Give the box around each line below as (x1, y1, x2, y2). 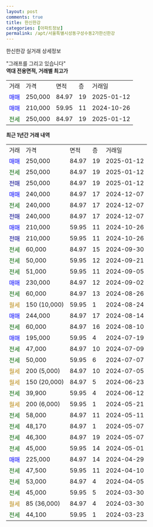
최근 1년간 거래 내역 (6, 131, 50, 139)
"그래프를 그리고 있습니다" (6, 60, 66, 67)
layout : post (6, 8, 38, 15)
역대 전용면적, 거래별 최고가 (6, 67, 69, 74)
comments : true (6, 14, 43, 20)
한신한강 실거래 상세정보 (6, 48, 62, 55)
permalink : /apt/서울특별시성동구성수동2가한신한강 (6, 31, 115, 37)
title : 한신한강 (6, 19, 41, 25)
